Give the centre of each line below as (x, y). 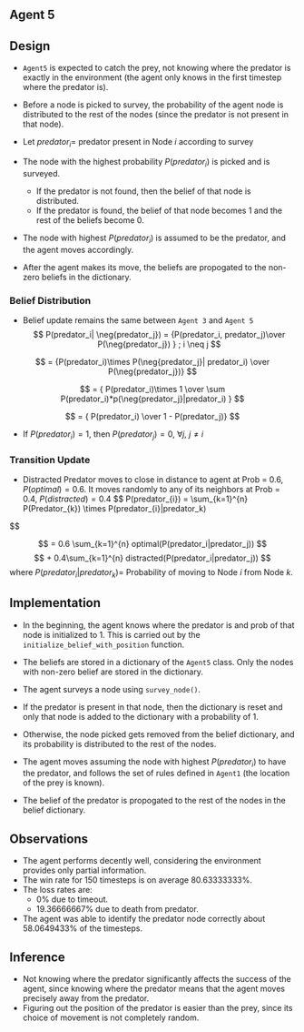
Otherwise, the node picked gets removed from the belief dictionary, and (158, 734)
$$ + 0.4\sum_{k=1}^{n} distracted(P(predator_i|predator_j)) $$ (152, 558)
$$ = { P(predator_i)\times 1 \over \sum (152, 389)
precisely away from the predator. (86, 998)
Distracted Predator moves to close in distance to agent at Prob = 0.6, (153, 479)
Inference (37, 957)
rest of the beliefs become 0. (90, 220)
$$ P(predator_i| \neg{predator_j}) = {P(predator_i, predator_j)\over (159, 334)
